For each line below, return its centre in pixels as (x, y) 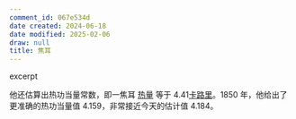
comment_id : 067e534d (50, 17)
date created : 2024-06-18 (58, 26)
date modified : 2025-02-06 (60, 34)
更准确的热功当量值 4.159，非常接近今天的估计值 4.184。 (114, 106)
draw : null (30, 42)
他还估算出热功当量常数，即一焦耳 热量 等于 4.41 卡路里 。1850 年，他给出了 (148, 95)
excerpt (23, 76)
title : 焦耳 (30, 51)
